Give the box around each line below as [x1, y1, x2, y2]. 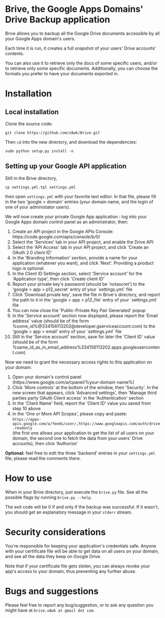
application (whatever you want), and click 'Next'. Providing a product [12, 260, 154, 266]
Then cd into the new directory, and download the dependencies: [5, 139, 137, 145]
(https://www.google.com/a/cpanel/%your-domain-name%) [12, 379, 134, 385]
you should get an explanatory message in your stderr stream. [5, 509, 132, 515]
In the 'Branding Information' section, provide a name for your [12, 255, 138, 260]
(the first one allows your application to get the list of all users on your [12, 430, 155, 436]
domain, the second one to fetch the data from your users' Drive [12, 435, 143, 441]
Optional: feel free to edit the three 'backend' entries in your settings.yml [5, 450, 156, 456]
